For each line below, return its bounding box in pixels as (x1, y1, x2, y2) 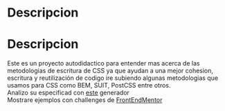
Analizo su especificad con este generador (7, 88, 130, 97)
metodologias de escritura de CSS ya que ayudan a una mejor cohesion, (7, 67, 213, 75)
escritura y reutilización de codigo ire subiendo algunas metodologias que (7, 74, 219, 82)
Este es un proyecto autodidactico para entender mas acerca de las (7, 59, 200, 68)
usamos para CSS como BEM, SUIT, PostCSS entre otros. (7, 81, 171, 90)
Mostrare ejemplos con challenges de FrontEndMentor (7, 96, 163, 104)
